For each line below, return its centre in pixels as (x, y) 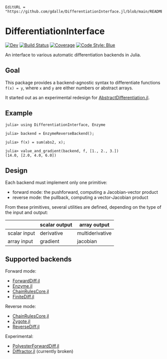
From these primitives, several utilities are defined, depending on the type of (83, 207)
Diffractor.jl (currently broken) (43, 352)
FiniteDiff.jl (23, 297)
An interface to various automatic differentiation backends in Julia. (73, 54)
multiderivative (94, 233)
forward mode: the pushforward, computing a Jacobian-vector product (85, 192)
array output (94, 225)
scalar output (56, 225)
